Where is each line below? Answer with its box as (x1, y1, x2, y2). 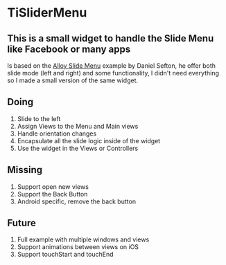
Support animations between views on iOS (17, 243, 139, 251)
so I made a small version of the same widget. (7, 76, 139, 84)
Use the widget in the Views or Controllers (17, 144, 139, 152)
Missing (7, 164, 43, 176)
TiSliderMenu (7, 5, 87, 21)
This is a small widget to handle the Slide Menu (7, 33, 214, 44)
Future (7, 217, 37, 229)
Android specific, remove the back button (17, 197, 137, 205)
